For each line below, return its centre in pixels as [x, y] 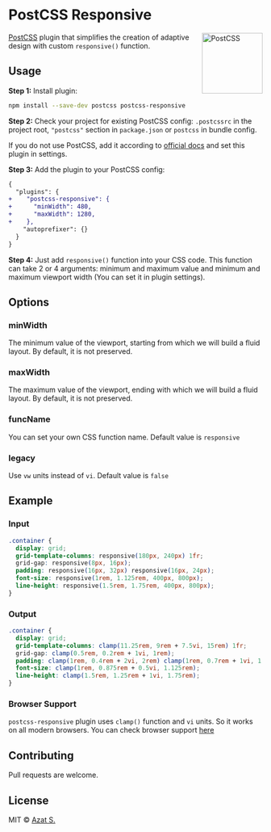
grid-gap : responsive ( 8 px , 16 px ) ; [73, 563]
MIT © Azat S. [32, 819]
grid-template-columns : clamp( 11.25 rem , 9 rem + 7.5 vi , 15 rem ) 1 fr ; [131, 645]
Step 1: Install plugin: [43, 90]
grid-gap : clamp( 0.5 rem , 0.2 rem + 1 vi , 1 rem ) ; [95, 653]
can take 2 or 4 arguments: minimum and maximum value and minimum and [134, 268]
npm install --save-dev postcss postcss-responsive [97, 105]
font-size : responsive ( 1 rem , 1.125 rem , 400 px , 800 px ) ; [110, 578]
